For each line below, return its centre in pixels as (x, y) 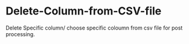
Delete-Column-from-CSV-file (84, 11)
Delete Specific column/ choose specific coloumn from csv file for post (94, 28)
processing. (21, 34)
